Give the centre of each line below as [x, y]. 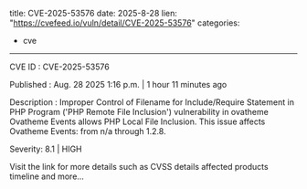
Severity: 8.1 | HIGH [46, 149]
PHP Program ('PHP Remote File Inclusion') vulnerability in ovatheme [139, 112]
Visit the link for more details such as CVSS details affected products [139, 167]
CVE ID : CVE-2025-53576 [59, 67]
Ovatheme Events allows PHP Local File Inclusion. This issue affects [138, 121]
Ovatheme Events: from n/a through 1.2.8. [88, 131]
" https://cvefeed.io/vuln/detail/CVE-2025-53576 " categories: [125, 23]
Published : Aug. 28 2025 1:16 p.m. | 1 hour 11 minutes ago [118, 84]
